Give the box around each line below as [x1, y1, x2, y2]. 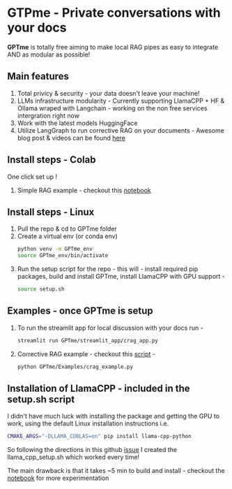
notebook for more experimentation [7, 474, 109, 483]
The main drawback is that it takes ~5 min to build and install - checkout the [7, 467, 225, 475]
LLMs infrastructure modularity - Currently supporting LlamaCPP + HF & [17, 96, 225, 105]
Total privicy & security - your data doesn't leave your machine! [17, 89, 200, 97]
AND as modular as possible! [7, 50, 91, 59]
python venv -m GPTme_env [17, 246, 93, 253]
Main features [7, 71, 70, 82]
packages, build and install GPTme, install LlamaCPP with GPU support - [17, 272, 225, 281]
